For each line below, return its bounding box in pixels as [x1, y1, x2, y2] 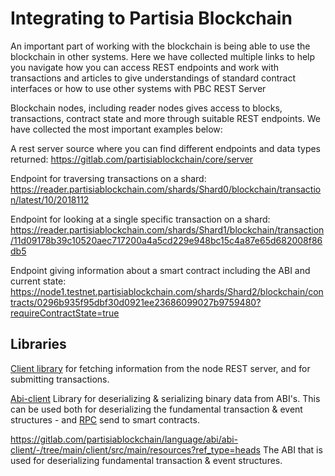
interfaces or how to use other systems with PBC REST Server [10, 82, 267, 94]
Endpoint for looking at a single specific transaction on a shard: [10, 213, 271, 225]
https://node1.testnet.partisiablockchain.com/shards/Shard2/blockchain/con [10, 285, 324, 297]
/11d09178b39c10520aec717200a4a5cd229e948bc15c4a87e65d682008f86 [10, 234, 323, 246]
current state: [10, 275, 67, 287]
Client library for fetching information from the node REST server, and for [10, 362, 311, 374]
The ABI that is [262, 443, 323, 456]
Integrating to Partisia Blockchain [10, 7, 293, 30]
